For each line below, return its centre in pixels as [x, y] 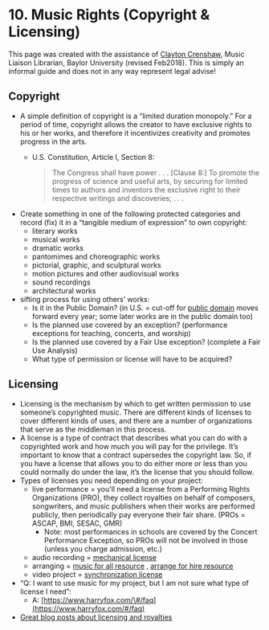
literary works [55, 231]
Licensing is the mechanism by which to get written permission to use [135, 403]
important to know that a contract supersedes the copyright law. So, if [135, 455]
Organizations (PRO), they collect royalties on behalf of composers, [143, 497]
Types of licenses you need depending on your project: [111, 481]
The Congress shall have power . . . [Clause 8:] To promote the [155, 172]
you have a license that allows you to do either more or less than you [133, 463]
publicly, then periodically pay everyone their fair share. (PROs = [139, 514]
